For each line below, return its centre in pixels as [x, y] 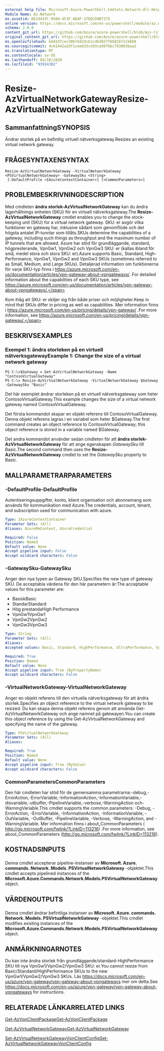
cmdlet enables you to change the [96, 217]
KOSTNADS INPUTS [35, 850]
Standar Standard [29, 604]
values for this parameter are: [35, 590]
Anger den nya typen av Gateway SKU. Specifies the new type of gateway [79, 579]
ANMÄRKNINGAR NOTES [43, 949]
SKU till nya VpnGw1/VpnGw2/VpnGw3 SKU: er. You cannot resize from [76, 966]
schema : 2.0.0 [20, 28]
